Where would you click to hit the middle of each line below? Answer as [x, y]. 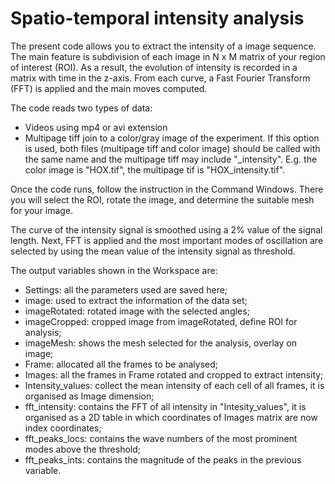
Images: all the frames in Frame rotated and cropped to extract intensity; [174, 374]
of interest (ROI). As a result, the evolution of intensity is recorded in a [154, 67]
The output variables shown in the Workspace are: [114, 270]
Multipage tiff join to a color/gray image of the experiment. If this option [172, 138]
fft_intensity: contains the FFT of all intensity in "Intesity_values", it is [165, 406]
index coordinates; [63, 428]
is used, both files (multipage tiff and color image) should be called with [172, 148]
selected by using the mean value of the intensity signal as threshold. [153, 251]
